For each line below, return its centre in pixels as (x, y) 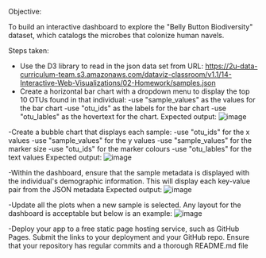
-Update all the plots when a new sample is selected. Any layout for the (125, 205)
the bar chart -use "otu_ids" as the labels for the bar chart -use (123, 108)
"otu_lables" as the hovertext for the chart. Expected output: (118, 117)
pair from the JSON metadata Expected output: (85, 189)
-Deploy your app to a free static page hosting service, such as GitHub (124, 229)
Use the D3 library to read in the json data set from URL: (112, 66)
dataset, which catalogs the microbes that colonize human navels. (116, 35)
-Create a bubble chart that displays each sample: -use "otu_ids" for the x (129, 132)
